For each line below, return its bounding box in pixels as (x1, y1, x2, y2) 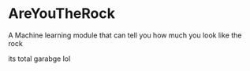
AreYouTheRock (8, 5, 116, 23)
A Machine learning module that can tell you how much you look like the (8, 30, 242, 40)
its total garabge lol (8, 54, 71, 63)
